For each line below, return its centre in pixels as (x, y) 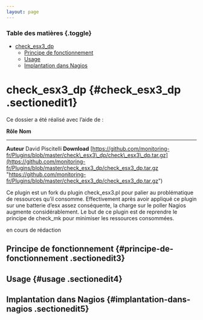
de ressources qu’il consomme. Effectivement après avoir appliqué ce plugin (101, 199)
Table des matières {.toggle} (49, 33)
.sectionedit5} (62, 309)
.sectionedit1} (42, 103)
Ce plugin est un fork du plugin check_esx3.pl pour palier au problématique (100, 192)
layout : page (23, 12)
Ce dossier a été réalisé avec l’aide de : (55, 119)
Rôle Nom (19, 131)
